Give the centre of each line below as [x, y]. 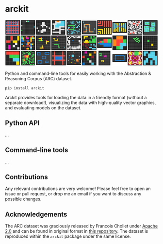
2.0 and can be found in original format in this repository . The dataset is [77, 231]
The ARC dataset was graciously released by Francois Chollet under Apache [81, 226]
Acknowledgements [36, 214]
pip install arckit [25, 88]
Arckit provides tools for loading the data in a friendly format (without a [76, 97]
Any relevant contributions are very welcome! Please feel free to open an [78, 189]
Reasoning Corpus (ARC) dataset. [39, 79]
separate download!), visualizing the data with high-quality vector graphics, [81, 103]
